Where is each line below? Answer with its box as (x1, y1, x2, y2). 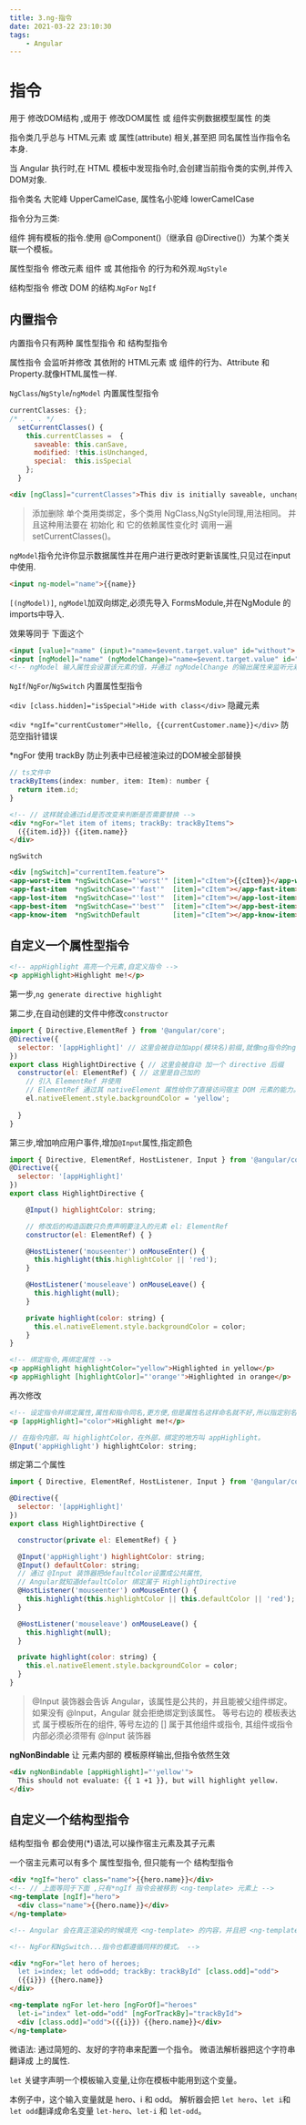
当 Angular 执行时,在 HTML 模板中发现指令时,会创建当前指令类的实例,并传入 (9, 163, 293, 174)
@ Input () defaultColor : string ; (17, 1560, 141, 1570)
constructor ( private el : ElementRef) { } (17, 1535, 178, 1545)
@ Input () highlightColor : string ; (25, 1205, 157, 1215)
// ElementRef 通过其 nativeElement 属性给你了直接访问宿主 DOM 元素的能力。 (25, 1085, 301, 1094)
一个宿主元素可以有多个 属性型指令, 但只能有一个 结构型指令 (9, 1857, 234, 1868)
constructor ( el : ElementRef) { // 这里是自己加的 (17, 1068, 200, 1078)
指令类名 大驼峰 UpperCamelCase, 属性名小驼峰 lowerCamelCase (9, 193, 255, 205)
